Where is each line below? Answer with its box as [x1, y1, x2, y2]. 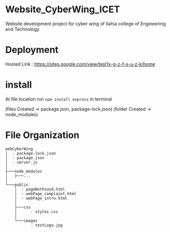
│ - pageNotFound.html [14, 186, 66, 192]
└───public [5, 182, 29, 187]
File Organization [5, 129, 79, 141]
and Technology [5, 26, 39, 32]
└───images [14, 218, 38, 223]
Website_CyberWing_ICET [5, 4, 120, 15]
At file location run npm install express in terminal [5, 96, 112, 102]
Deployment [5, 44, 59, 56]
